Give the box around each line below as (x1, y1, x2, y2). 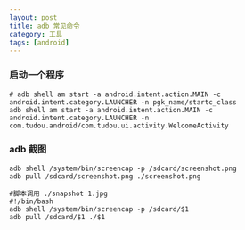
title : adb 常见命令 (9, 21, 80, 30)
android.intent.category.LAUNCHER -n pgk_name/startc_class (9, 97, 238, 107)
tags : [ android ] (9, 37, 69, 47)
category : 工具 (9, 29, 63, 38)
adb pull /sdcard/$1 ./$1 (9, 212, 105, 221)
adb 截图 (9, 144, 47, 156)
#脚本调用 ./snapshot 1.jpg (9, 189, 109, 198)
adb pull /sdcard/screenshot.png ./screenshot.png (9, 171, 201, 181)
